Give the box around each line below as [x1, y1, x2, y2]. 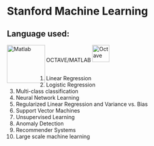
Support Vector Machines [15, 107, 80, 114]
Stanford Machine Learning [7, 4, 149, 18]
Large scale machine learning [15, 133, 90, 140]
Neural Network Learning [15, 94, 80, 101]
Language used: [7, 29, 70, 39]
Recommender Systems [15, 127, 76, 133]
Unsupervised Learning [15, 114, 75, 120]
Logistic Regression [46, 81, 96, 88]
